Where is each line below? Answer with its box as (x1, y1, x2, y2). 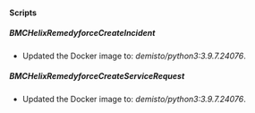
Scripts (9, 7, 38, 18)
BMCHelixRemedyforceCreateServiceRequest (9, 71, 185, 82)
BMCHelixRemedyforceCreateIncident (9, 28, 156, 39)
